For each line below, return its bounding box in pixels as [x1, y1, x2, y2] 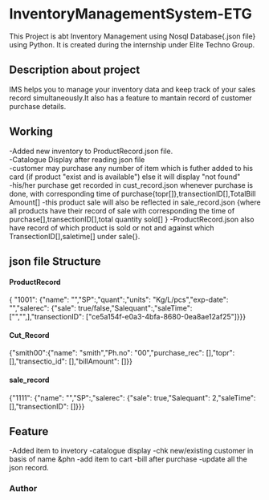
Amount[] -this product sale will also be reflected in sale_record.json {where [9, 197, 261, 207]
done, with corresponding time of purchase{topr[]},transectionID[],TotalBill [9, 189, 256, 198]
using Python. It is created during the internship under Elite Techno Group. [9, 39, 255, 49]
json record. [9, 463, 49, 473]
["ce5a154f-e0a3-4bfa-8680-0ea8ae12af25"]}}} [85, 312, 247, 322]
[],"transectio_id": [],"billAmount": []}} [9, 356, 133, 366]
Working [9, 125, 53, 139]
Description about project [9, 63, 141, 77]
